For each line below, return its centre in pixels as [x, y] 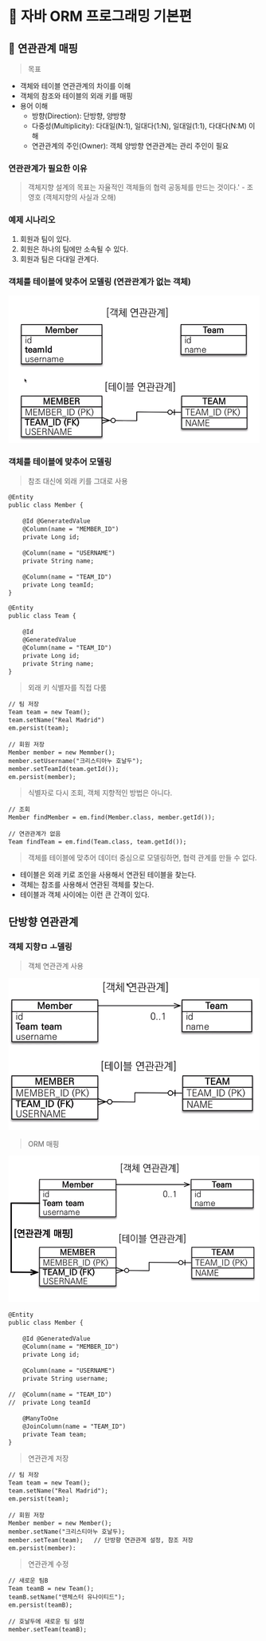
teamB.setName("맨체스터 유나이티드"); [67, 1597]
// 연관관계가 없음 [35, 834]
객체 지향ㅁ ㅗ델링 [41, 947]
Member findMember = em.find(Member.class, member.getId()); [112, 817]
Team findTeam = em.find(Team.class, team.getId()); [98, 842]
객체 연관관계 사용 [55, 966]
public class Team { [43, 615]
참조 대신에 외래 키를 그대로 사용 [78, 480]
